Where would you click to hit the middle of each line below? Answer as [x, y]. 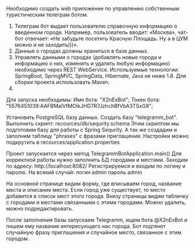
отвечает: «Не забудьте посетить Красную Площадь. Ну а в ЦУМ [106, 38]
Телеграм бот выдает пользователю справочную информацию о [96, 26]
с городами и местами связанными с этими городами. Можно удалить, [96, 202]
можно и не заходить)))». [46, 45]
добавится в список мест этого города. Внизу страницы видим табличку [97, 196]
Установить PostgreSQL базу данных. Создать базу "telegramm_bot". [92, 117]
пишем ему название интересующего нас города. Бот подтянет [86, 226]
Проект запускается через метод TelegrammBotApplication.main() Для [94, 154]
